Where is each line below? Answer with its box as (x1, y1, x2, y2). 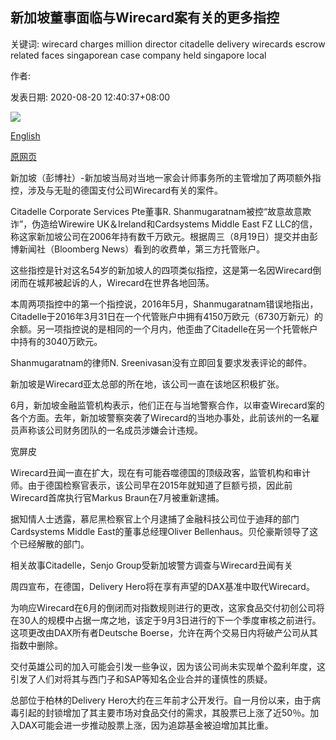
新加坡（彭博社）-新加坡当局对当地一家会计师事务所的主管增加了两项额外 (10, 171, 313, 183)
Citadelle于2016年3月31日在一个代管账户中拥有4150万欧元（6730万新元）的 (10, 310, 323, 322)
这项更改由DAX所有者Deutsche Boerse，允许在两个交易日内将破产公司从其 (10, 626, 319, 638)
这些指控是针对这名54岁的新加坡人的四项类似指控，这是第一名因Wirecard (10, 264, 313, 276)
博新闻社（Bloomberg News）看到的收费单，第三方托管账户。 (10, 243, 266, 255)
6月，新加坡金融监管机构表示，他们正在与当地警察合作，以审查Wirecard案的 (10, 399, 325, 411)
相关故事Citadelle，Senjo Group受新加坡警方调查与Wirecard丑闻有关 (10, 559, 293, 571)
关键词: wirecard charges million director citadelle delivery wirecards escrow (10, 38, 326, 50)
